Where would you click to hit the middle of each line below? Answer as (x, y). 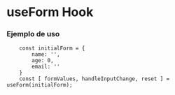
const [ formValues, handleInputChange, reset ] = (94, 79)
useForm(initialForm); (40, 85)
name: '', (46, 54)
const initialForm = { (52, 49)
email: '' (46, 67)
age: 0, (43, 61)
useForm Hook (50, 12)
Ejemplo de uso (33, 34)
